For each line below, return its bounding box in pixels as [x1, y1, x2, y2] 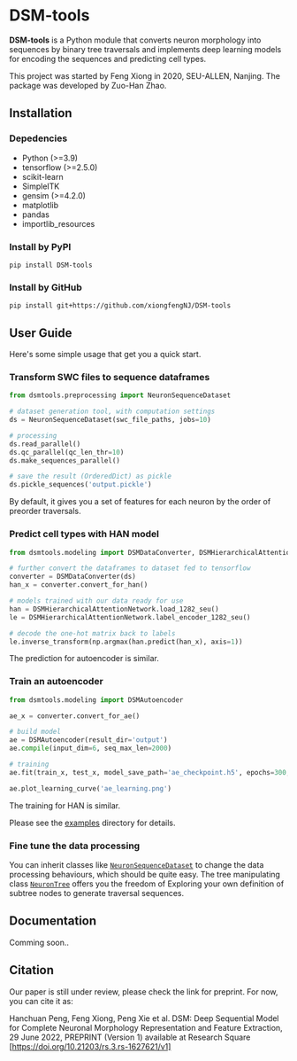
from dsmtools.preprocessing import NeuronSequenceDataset [9, 391, 232, 400]
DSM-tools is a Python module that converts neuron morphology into [9, 35, 262, 45]
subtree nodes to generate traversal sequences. [9, 887, 185, 898]
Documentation [9, 914, 97, 929]
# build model [9, 728, 62, 737]
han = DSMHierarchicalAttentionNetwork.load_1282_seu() [9, 605, 219, 613]
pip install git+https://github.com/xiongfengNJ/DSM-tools [9, 301, 232, 310]
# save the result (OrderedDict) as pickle [9, 472, 172, 481]
